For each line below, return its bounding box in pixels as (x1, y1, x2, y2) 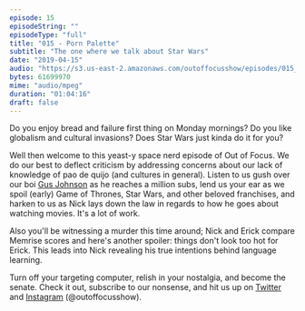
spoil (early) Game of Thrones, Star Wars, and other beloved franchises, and (9, 188, 295, 200)
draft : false (9, 97, 59, 107)
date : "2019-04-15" (9, 55, 84, 65)
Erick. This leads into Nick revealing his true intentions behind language (9, 245, 277, 256)
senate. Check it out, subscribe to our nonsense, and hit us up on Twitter (9, 282, 282, 293)
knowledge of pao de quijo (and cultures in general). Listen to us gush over (9, 169, 290, 180)
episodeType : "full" (9, 30, 88, 39)
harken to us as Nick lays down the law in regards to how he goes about (9, 198, 280, 209)
